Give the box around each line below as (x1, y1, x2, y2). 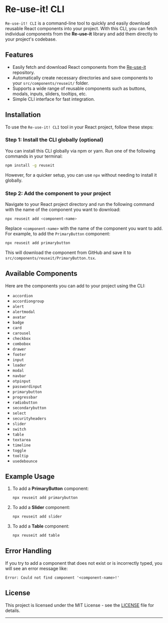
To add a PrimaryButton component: (12, 485, 89, 491)
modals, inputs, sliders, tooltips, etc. (12, 90, 87, 96)
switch (12, 427, 26, 432)
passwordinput (12, 384, 42, 389)
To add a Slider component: (12, 505, 70, 511)
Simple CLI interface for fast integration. (12, 96, 95, 102)
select (12, 411, 26, 416)
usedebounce (12, 458, 37, 464)
